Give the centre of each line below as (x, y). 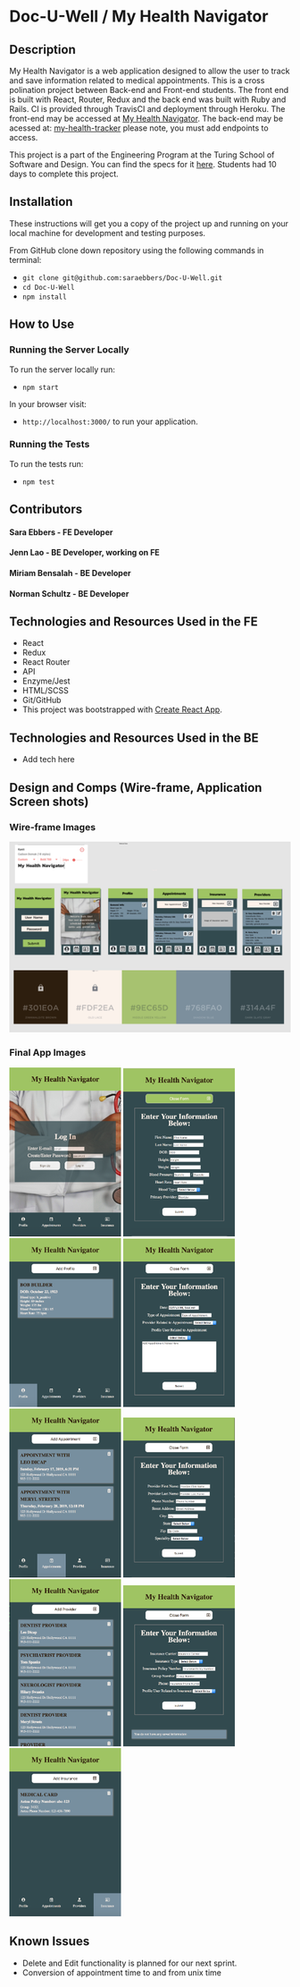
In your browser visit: (48, 403)
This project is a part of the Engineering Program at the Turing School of (142, 155)
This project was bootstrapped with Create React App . (122, 709)
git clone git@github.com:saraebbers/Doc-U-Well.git (122, 278)
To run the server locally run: (62, 369)
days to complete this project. (64, 174)
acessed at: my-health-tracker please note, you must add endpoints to (139, 128)
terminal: (25, 259)
